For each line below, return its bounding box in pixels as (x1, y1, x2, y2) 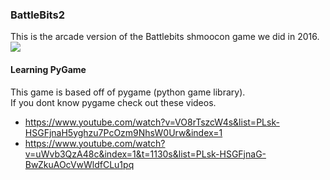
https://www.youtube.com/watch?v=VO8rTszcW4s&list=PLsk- (24, 116, 280, 128)
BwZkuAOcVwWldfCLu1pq (24, 158, 135, 170)
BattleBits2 (10, 8, 65, 22)
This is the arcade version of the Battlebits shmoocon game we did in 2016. (10, 31, 320, 43)
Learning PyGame (10, 63, 87, 75)
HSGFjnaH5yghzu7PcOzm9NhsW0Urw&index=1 (24, 126, 223, 138)
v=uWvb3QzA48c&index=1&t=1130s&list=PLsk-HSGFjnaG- (24, 148, 267, 160)
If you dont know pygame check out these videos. (10, 96, 217, 108)
